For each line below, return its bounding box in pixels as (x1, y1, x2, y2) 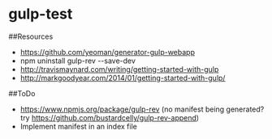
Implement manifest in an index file (19, 121, 138, 131)
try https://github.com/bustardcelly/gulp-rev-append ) (19, 112, 200, 122)
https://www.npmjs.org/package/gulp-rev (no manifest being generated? (19, 104, 265, 114)
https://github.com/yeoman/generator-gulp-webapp (19, 47, 195, 57)
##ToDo (8, 88, 36, 98)
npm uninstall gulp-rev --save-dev (19, 56, 136, 65)
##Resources (8, 32, 54, 41)
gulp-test (8, 5, 73, 23)
